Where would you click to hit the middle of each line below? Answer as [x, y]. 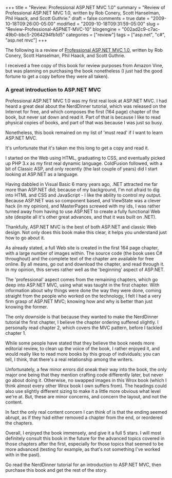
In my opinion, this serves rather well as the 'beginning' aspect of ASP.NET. [85, 270]
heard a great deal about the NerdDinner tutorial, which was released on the [86, 106]
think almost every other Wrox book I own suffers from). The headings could [86, 386]
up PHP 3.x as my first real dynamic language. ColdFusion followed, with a [84, 163]
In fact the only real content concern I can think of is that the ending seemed [86, 412]
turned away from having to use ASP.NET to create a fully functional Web [83, 212]
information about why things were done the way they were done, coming [83, 291]
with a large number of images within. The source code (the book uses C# [84, 253]
